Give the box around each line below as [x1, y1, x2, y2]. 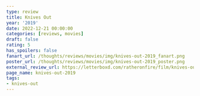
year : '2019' [6, 20, 39, 26]
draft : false [6, 36, 39, 42]
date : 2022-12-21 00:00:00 [6, 25, 73, 32]
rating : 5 [6, 42, 31, 48]
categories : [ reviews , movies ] [6, 31, 84, 37]
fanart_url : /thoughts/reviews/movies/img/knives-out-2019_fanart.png [6, 53, 185, 59]
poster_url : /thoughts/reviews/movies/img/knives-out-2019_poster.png [6, 58, 185, 64]
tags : [6, 75, 20, 81]
